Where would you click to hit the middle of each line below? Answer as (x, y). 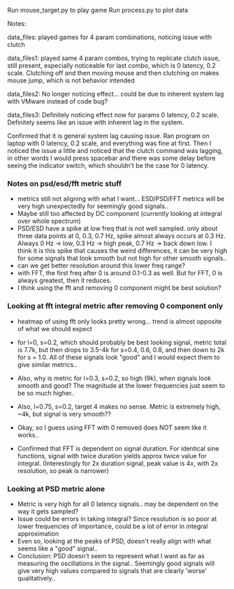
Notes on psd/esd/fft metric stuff (65, 183)
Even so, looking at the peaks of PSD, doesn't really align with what (114, 541)
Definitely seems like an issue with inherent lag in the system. (96, 122)
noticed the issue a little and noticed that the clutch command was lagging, (115, 151)
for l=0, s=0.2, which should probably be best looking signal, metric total (122, 342)
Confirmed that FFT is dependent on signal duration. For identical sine (118, 448)
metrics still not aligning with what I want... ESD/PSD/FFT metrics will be (121, 199)
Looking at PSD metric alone (56, 488)
